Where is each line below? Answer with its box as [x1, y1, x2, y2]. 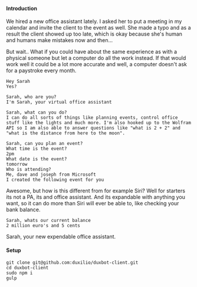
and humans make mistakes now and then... [6, 37, 113, 44]
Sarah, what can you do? [6, 109, 67, 115]
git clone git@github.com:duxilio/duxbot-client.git [6, 260, 139, 266]
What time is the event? [6, 146, 67, 152]
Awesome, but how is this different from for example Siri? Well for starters [6, 187, 186, 195]
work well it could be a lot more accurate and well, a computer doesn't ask [6, 61, 187, 68]
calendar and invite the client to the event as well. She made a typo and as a [6, 24, 191, 31]
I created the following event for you [6, 177, 104, 183]
